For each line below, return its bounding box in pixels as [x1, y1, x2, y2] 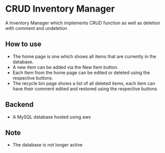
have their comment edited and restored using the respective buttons [12, 86, 157, 92]
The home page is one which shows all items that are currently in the [12, 53, 157, 59]
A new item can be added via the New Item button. [12, 64, 118, 70]
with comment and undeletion [5, 25, 67, 31]
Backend [5, 100, 34, 109]
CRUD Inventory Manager [5, 3, 115, 15]
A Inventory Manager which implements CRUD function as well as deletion [5, 20, 160, 26]
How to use [5, 40, 42, 49]
